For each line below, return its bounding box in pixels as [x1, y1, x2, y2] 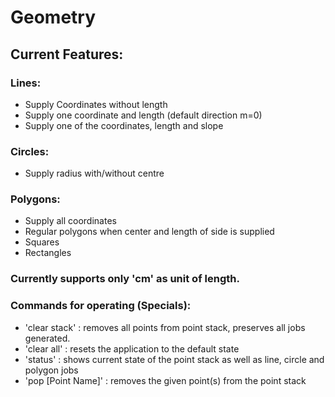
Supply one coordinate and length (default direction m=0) [24, 109, 263, 121]
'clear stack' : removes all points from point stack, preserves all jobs [24, 321, 306, 333]
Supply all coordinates [24, 215, 117, 227]
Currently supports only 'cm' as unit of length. [10, 272, 240, 286]
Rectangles [24, 247, 72, 259]
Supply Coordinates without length [24, 98, 168, 110]
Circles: [10, 144, 50, 158]
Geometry [10, 6, 97, 29]
